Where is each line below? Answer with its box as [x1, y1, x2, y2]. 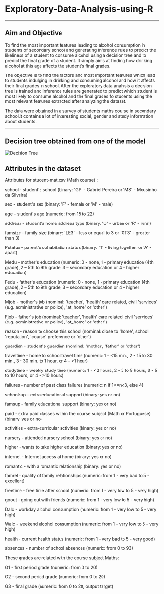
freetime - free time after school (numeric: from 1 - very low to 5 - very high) [5, 488, 159, 494]
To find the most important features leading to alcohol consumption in [5, 42, 145, 48]
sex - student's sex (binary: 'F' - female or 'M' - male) [5, 201, 113, 207]
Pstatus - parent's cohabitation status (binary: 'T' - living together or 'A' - [5, 245, 152, 250]
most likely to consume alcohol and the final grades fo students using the [5, 93, 152, 99]
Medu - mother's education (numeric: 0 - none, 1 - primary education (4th [5, 259, 154, 265]
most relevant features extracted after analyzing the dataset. [5, 98, 127, 104]
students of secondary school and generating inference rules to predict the [5, 47, 156, 53]
